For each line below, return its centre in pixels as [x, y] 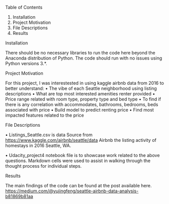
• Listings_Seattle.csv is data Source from [49, 135]
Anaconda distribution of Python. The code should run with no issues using [84, 58]
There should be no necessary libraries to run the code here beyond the [80, 53]
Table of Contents [24, 7]
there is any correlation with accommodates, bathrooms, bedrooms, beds [82, 105]
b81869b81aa [19, 196]
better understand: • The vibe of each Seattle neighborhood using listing [81, 88]
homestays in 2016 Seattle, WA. [38, 145]
